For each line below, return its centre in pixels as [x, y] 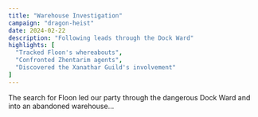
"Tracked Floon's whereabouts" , [69, 53]
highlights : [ [32, 45]
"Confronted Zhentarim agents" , [69, 60]
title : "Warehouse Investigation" [66, 16]
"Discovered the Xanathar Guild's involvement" [96, 68]
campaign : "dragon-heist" [51, 23]
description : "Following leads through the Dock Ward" [101, 38]
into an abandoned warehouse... [61, 106]
